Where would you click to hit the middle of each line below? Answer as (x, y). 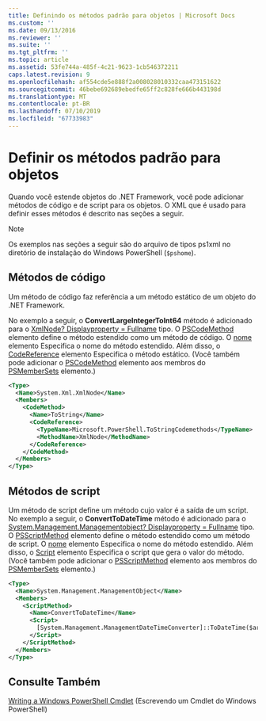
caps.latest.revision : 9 (49, 74)
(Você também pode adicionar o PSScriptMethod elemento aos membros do (133, 560)
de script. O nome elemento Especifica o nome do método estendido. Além (131, 544)
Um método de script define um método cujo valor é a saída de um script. (129, 510)
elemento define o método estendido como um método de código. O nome (130, 337)
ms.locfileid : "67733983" (51, 119)
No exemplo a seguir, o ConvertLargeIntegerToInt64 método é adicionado (130, 320)
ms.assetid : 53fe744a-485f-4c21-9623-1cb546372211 (93, 67)
